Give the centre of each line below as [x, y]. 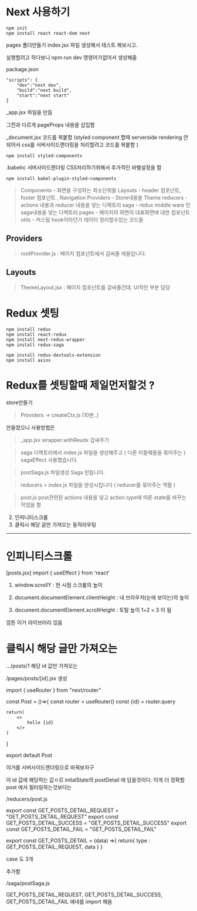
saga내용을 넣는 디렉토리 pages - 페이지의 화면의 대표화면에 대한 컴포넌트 [105, 212]
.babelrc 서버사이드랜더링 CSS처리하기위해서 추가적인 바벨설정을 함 [84, 167]
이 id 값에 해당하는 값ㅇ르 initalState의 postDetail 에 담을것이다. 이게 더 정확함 [96, 780]
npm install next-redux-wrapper [45, 340]
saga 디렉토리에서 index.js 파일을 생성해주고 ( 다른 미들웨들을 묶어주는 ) [103, 453]
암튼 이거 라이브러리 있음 [34, 623]
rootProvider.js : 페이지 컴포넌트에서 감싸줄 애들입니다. [83, 253]
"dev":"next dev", [39, 85]
